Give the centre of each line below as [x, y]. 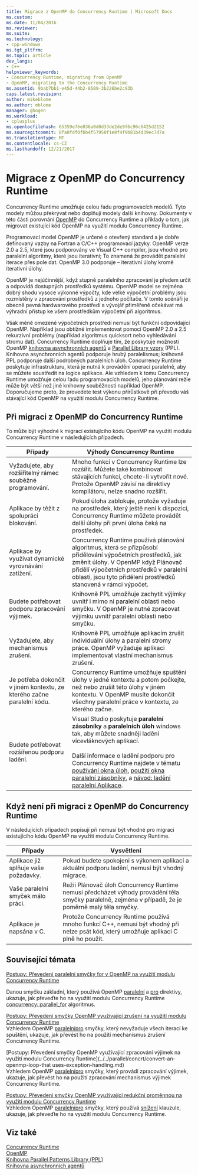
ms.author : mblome [29, 105]
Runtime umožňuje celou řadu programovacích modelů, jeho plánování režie [98, 379]
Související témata [41, 960]
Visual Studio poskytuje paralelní [118, 719]
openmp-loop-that [29, 1065]
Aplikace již [25, 861]
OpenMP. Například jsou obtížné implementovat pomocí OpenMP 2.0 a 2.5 [96, 329]
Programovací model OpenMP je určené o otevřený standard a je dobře [93, 237]
